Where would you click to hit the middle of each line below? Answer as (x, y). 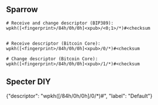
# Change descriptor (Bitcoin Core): (52, 59)
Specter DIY (28, 82)
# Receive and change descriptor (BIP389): (60, 23)
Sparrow (22, 10)
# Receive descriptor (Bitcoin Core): (53, 43)
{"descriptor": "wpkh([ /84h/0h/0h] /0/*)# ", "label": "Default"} (79, 96)
